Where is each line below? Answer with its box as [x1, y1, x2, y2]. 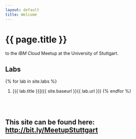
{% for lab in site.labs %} [5, 79, 57, 85]
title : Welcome [5, 12, 37, 17]
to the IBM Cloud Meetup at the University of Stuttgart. [5, 50, 119, 56]
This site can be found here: [5, 118, 95, 126]
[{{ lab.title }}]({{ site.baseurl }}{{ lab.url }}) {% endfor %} [12, 88, 131, 94]
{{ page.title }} [5, 34, 67, 45]
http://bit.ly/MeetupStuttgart [5, 125, 98, 134]
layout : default [5, 7, 39, 13]
